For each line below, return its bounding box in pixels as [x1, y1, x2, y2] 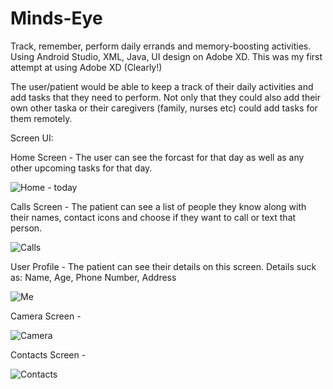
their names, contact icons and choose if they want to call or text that [10, 211, 297, 223]
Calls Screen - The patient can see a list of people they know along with [10, 200, 307, 212]
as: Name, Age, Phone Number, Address [10, 271, 177, 283]
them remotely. [10, 112, 73, 124]
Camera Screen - [10, 310, 82, 322]
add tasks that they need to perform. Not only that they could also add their [10, 91, 321, 103]
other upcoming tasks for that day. [10, 162, 153, 174]
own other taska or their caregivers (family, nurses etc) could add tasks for [10, 102, 318, 114]
